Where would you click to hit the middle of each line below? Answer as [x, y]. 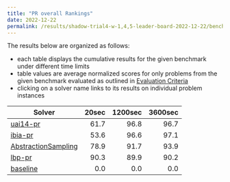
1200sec [127, 113]
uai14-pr [26, 124]
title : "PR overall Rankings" [50, 13]
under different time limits [53, 67]
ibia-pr [22, 135]
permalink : [23, 26]
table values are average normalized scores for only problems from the [117, 73]
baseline [24, 169]
